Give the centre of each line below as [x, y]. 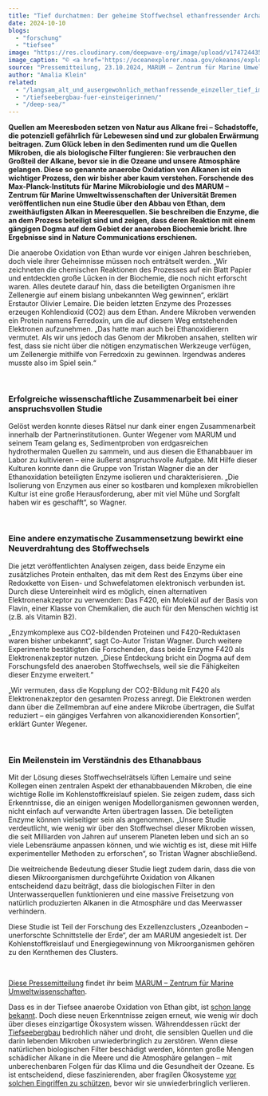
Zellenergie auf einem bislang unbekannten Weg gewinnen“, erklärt [118, 295]
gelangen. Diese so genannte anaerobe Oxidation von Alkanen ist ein [125, 170]
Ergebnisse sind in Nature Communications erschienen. [103, 238]
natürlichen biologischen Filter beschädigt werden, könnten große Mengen [131, 1050]
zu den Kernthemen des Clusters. [63, 953]
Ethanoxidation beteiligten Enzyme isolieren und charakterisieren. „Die [124, 477]
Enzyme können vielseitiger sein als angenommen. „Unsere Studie [117, 820]
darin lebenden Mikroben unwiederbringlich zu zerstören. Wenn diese [123, 1041]
